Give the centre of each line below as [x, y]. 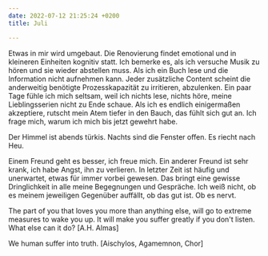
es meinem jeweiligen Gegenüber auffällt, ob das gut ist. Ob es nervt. [122, 195]
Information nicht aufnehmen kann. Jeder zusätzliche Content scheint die [129, 79]
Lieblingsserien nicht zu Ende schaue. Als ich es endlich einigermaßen [124, 104]
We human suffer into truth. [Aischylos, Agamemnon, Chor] [106, 243]
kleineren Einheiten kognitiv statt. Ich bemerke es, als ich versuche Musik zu [134, 62]
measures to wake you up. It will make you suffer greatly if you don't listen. [132, 219]
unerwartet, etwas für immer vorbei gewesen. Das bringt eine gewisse [124, 178]
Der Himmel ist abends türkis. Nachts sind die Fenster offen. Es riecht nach [132, 136]
